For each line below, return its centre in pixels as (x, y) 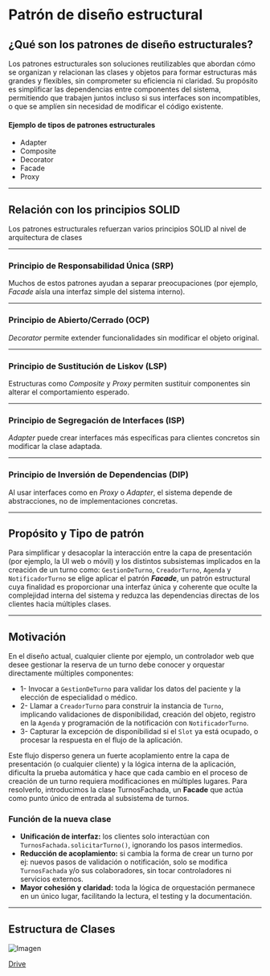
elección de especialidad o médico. (79, 697)
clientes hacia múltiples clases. (60, 604)
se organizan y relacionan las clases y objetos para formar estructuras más (133, 72)
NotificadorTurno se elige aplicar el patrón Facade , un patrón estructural (129, 578)
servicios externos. (52, 879)
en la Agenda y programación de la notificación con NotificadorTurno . (134, 723)
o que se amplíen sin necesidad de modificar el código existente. (116, 106)
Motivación (37, 637)
